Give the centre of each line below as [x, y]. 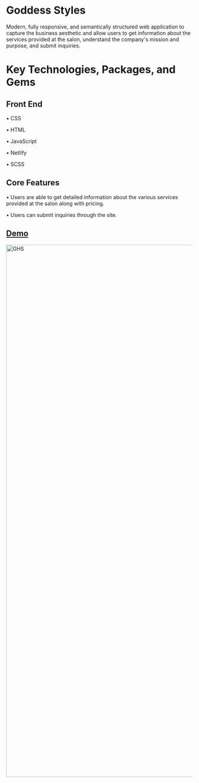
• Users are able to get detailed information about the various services [92, 197]
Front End [24, 104]
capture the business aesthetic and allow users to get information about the [98, 33]
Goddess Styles [46, 10]
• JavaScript [22, 141]
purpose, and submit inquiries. [44, 46]
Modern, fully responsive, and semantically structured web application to [95, 27]
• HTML [16, 130]
